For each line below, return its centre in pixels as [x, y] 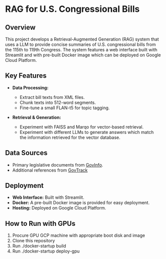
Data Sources [26, 153]
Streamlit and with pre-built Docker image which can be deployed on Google [83, 55]
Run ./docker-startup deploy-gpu [46, 251]
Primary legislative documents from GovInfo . [58, 165]
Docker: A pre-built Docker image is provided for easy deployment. [81, 203]
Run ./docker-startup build [39, 246]
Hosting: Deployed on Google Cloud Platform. [59, 208]
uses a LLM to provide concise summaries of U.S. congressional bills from [81, 44]
